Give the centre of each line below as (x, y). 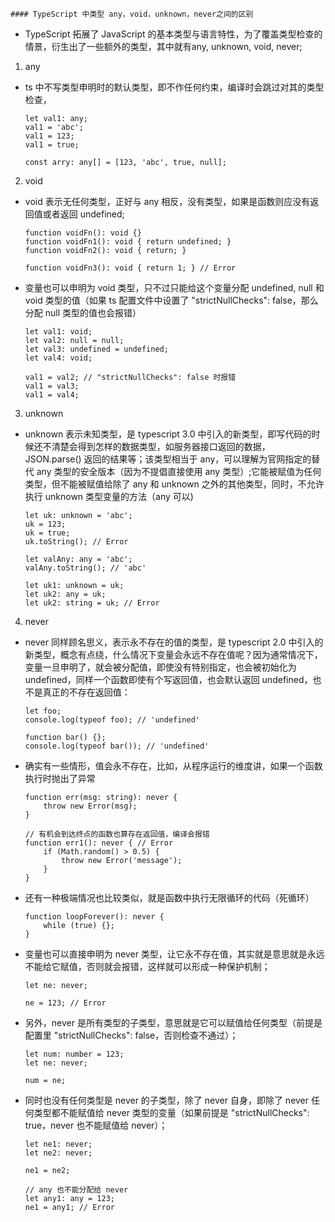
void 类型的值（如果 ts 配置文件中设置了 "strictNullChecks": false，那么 (171, 300)
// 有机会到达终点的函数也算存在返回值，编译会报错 (117, 834)
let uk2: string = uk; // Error (92, 603)
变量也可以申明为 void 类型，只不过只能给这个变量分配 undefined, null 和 (174, 287)
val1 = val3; (52, 386)
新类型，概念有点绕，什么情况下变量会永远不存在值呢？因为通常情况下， (173, 654)
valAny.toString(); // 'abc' (85, 568)
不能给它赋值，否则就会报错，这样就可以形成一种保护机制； (147, 966)
